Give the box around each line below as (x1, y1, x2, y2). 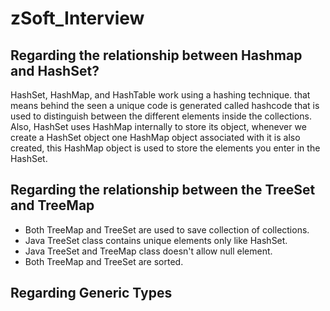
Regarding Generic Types (10, 285, 173, 302)
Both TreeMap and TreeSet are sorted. (24, 255, 184, 267)
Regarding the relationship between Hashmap (10, 47, 303, 64)
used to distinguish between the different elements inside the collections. (10, 110, 312, 122)
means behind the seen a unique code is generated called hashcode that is (10, 100, 320, 111)
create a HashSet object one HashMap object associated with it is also (10, 132, 301, 143)
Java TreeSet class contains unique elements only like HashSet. (24, 234, 288, 246)
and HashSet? (10, 62, 100, 79)
